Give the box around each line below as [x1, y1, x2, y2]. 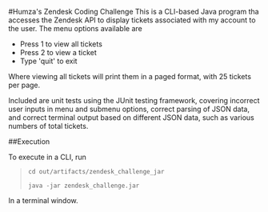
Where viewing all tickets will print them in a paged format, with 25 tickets [8, 72, 252, 81]
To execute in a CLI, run [8, 152, 86, 162]
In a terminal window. [8, 196, 78, 205]
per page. [8, 80, 41, 90]
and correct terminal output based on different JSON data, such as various [8, 113, 254, 122]
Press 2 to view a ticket [19, 48, 98, 57]
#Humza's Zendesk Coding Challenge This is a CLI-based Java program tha [8, 7, 259, 16]
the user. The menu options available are [8, 24, 142, 33]
